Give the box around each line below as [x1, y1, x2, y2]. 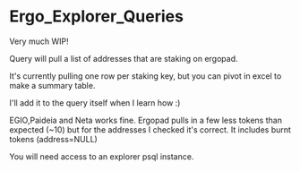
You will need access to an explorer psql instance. [9, 150, 194, 162]
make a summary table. [9, 80, 96, 90]
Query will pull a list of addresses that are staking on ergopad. [9, 53, 239, 64]
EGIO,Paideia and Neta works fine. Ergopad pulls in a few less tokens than [9, 115, 282, 125]
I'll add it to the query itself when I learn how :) [9, 97, 181, 108]
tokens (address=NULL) [9, 133, 99, 144]
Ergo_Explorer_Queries [9, 6, 184, 27]
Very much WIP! [9, 36, 69, 47]
